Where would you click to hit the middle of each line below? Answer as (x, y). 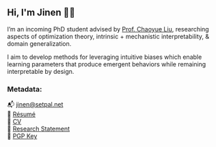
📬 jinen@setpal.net (35, 105)
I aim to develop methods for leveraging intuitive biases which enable (105, 57)
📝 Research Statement (39, 129)
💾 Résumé (22, 114)
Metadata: (25, 89)
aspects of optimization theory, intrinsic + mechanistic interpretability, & (108, 36)
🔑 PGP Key (22, 136)
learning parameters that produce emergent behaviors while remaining (107, 64)
